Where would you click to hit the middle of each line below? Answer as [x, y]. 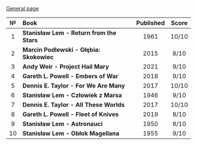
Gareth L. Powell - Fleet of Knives [71, 114]
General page [23, 9]
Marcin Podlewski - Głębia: [61, 50]
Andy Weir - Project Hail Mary [66, 67]
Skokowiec [38, 57]
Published [151, 23]
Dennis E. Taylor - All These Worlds [74, 105]
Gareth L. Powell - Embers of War [70, 76]
